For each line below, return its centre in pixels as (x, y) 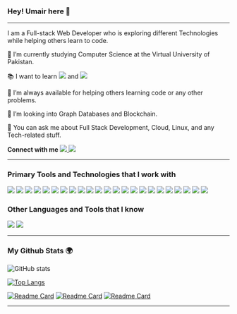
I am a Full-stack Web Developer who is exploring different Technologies (113, 33)
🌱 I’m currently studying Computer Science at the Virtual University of (109, 54)
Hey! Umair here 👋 (39, 11)
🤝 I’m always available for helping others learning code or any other (105, 93)
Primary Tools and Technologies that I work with (92, 174)
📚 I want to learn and (43, 76)
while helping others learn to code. (58, 41)
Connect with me (33, 150)
